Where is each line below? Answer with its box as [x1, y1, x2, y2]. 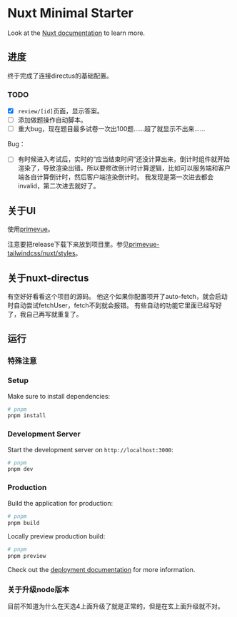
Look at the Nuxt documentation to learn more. [7, 29, 145, 37]
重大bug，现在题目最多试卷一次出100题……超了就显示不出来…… [17, 125, 206, 133]
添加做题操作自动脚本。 [17, 116, 87, 124]
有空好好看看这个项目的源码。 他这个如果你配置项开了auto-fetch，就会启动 [7, 292, 228, 300]
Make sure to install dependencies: [7, 392, 111, 400]
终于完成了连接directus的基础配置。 [7, 71, 113, 80]
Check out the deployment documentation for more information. [7, 566, 196, 574]
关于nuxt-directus [7, 272, 89, 284]
